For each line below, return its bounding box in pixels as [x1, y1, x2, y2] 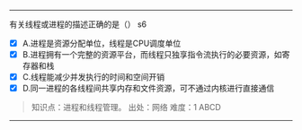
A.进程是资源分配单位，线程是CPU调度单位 [22, 38, 182, 48]
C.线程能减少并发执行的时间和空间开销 [22, 72, 165, 82]
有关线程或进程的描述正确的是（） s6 [9, 19, 147, 30]
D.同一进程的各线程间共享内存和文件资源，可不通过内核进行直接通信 [22, 82, 275, 94]
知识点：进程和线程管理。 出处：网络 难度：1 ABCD [31, 102, 222, 113]
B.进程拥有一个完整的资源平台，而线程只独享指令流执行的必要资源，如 [22, 49, 282, 60]
